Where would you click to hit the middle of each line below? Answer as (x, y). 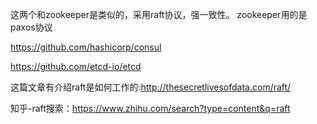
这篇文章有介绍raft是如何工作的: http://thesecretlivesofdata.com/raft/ (151, 87)
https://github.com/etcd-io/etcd (76, 66)
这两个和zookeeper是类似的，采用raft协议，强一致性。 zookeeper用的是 (159, 14)
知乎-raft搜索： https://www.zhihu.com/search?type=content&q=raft (150, 108)
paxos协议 (31, 27)
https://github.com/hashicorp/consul (86, 47)
